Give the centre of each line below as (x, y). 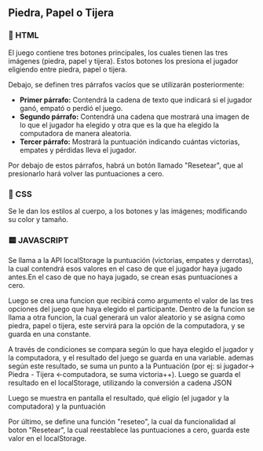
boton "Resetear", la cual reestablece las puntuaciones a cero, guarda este (129, 430)
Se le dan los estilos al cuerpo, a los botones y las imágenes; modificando (128, 211)
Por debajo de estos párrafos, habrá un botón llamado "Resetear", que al (126, 165)
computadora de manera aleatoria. (75, 133)
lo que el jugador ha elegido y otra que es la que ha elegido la (119, 124)
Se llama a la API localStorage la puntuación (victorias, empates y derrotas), (131, 261)
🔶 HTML (24, 35)
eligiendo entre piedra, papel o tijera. (68, 69)
